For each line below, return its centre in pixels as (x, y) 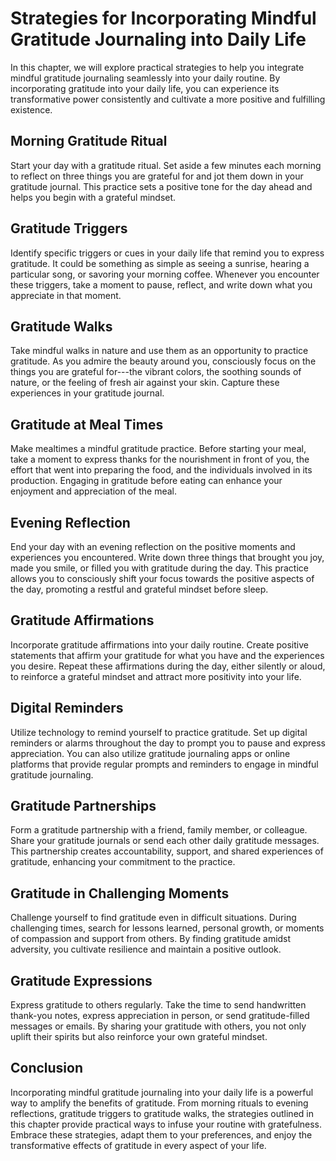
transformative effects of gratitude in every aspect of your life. (138, 1145)
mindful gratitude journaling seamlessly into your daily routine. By (145, 78)
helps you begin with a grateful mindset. (93, 197)
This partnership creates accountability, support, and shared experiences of (167, 851)
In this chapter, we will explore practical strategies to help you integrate (157, 67)
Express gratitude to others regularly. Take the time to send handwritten (158, 1005)
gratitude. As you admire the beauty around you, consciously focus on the (163, 361)
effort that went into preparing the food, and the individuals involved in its (161, 470)
